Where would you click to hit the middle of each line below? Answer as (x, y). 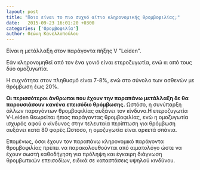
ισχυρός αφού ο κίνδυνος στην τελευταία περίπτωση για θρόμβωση (91, 123)
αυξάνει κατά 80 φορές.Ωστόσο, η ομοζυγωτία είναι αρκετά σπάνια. (92, 130)
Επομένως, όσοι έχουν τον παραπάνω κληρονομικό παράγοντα (85, 141)
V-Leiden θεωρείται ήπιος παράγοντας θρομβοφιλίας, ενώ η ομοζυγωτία (97, 118)
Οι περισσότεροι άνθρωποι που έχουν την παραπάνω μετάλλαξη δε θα (98, 98)
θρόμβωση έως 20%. (33, 86)
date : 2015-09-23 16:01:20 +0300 (50, 23)
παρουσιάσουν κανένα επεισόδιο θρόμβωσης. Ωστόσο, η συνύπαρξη (94, 104)
